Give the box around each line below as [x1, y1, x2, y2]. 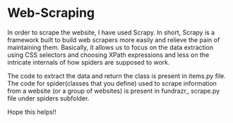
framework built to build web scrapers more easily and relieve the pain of [7, 35, 220, 44]
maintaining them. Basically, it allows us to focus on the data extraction [7, 43, 214, 51]
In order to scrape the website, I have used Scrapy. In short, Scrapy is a [7, 28, 215, 37]
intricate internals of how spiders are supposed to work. [7, 58, 171, 66]
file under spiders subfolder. [7, 93, 90, 103]
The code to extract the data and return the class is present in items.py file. [7, 72, 226, 80]
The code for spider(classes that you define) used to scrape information [7, 79, 217, 87]
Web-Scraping [7, 5, 95, 21]
